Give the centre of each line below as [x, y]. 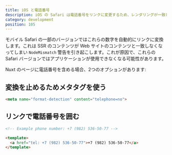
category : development [29, 19]
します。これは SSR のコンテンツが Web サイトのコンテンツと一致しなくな [84, 46]
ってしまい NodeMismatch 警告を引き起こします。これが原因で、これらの [81, 52]
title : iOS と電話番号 [28, 10]
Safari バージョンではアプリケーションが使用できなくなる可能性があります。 [86, 59]
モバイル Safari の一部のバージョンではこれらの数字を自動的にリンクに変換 [84, 39]
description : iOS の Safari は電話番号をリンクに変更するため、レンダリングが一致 [85, 15]
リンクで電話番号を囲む [42, 116]
